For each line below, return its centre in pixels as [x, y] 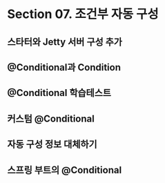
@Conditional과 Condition [64, 67]
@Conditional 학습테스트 [59, 93]
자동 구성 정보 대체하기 [52, 145]
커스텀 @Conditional [51, 118]
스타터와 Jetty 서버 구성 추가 [65, 42]
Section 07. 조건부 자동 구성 [83, 14]
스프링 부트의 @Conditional [65, 170]
